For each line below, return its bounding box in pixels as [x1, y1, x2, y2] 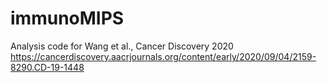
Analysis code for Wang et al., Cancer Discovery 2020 [10, 40, 234, 52]
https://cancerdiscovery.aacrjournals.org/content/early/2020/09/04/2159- [10, 50, 317, 62]
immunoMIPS [10, 7, 125, 30]
